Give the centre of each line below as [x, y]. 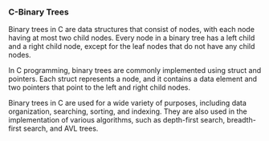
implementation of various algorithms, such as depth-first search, [117, 120]
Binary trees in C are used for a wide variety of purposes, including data [128, 103]
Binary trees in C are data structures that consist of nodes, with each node [132, 30]
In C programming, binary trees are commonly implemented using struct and [135, 70]
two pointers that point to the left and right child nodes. [100, 87]
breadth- [242, 120]
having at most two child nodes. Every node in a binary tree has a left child [132, 38]
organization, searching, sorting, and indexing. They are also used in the [128, 111]
